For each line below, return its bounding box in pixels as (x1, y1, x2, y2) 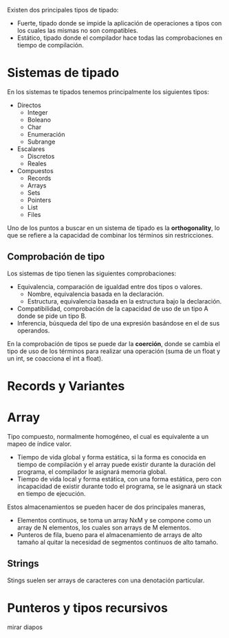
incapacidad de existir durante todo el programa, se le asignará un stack (17, 482, 222, 490)
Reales (27, 159, 47, 168)
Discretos (27, 152, 55, 160)
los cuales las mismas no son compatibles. (17, 27, 139, 34)
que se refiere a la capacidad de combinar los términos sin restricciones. (7, 231, 214, 239)
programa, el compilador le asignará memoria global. (17, 467, 167, 476)
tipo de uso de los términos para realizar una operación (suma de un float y (7, 347, 221, 355)
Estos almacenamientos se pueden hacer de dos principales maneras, (7, 503, 206, 511)
